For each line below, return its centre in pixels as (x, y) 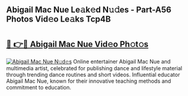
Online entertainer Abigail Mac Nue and (122, 61)
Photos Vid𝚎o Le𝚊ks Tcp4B (59, 19)
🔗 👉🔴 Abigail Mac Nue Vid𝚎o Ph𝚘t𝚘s (77, 44)
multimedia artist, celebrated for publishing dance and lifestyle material (94, 68)
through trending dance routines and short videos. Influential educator (93, 75)
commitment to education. (39, 87)
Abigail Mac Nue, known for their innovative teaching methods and (89, 81)
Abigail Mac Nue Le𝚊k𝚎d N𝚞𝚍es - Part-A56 (89, 10)
